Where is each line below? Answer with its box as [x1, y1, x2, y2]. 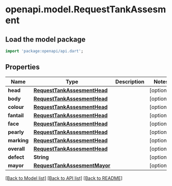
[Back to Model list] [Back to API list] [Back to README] [5, 175, 123, 181]
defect [8, 153, 25, 160]
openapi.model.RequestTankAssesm [5, 4, 166, 15]
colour [8, 103, 24, 110]
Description [115, 78, 145, 85]
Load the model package [5, 35, 86, 44]
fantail [8, 111, 24, 119]
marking [8, 137, 29, 144]
